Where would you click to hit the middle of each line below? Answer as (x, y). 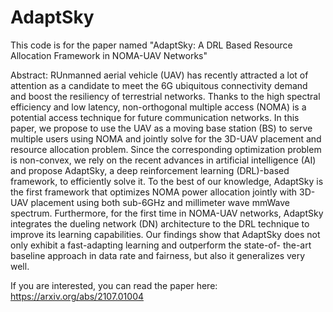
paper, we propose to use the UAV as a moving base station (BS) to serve (161, 128)
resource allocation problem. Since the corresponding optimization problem (166, 149)
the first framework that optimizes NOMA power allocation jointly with (154, 192)
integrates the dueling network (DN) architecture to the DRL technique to (160, 223)
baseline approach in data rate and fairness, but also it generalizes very (158, 255)
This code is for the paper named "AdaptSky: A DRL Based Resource (151, 45)
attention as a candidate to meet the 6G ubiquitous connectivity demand (159, 85)
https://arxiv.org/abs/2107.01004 (77, 296)
